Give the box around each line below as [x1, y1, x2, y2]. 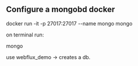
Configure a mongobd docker [6, 5, 115, 14]
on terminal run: [6, 31, 44, 38]
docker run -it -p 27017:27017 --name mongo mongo [6, 20, 133, 27]
